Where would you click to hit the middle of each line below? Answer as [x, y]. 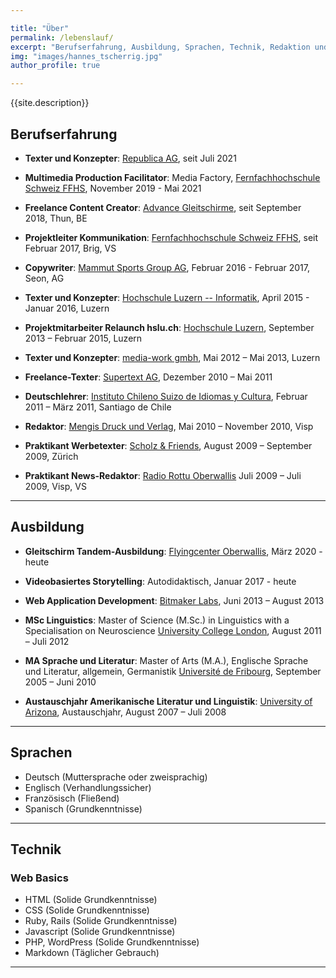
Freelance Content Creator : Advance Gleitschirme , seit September [163, 207]
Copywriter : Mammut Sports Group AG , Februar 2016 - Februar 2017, [167, 267]
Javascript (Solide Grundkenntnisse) [100, 932]
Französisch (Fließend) [72, 798]
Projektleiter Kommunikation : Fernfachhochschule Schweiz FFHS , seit [171, 237]
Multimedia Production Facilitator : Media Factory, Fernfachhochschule [172, 177]
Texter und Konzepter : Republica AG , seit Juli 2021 [130, 158]
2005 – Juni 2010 [60, 682]
